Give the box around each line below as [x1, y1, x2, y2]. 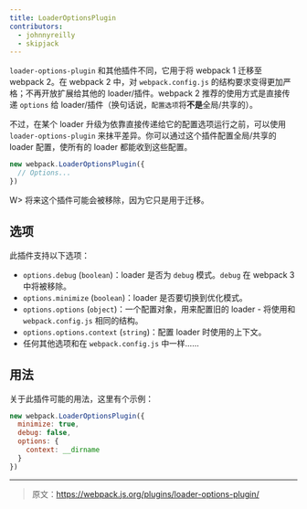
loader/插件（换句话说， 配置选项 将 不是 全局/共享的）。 [60, 100, 258, 111]
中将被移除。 [22, 281, 71, 292]
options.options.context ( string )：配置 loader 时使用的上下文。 [22, 326, 267, 337]
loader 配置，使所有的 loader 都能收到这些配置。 [9, 142, 193, 153]
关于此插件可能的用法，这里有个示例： [9, 393, 153, 404]
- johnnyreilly [17, 30, 76, 39]
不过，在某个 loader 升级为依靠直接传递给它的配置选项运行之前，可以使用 [9, 119, 286, 130]
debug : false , [17, 429, 71, 438]
